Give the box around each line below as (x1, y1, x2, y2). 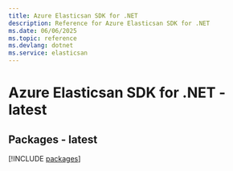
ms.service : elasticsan (8, 49, 88, 57)
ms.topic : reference (8, 34, 78, 43)
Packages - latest (8, 132, 98, 146)
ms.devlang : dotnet (8, 42, 74, 50)
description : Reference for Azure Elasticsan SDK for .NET (8, 19, 211, 27)
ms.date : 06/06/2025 (8, 26, 78, 35)
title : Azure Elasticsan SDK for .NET (8, 11, 138, 20)
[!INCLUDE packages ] (8, 154, 81, 163)
